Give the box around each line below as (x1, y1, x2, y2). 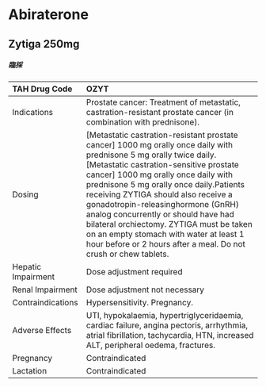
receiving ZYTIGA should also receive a (85, 189, 234, 200)
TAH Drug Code (12, 83, 73, 94)
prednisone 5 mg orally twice (85, 149, 196, 160)
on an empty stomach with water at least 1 (85, 228, 245, 239)
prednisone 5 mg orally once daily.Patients (85, 178, 245, 190)
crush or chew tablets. (85, 248, 169, 259)
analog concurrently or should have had (85, 209, 235, 220)
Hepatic (12, 261, 42, 272)
